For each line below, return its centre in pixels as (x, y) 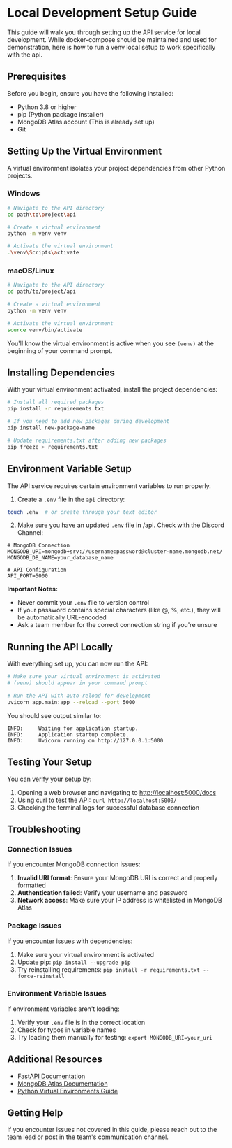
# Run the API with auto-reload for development (79, 696)
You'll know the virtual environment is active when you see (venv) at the (111, 343)
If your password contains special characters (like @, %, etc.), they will (119, 610)
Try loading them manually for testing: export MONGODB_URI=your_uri (115, 1037)
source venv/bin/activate (45, 330)
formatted (32, 885)
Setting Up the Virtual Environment (85, 151)
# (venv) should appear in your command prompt (78, 683)
